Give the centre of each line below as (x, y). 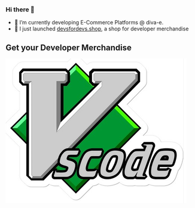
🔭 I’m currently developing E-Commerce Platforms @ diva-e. (89, 23)
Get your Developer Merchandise (69, 47)
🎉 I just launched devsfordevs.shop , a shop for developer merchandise (101, 29)
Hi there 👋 (20, 10)
